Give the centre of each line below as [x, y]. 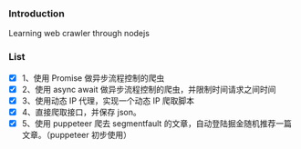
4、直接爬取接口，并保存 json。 [82, 112]
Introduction [36, 14]
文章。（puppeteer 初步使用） [76, 134]
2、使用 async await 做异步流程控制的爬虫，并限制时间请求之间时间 [149, 89]
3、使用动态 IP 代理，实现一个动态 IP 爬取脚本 [108, 100]
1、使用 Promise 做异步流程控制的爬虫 [93, 78]
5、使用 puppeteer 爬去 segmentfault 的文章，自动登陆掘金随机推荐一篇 [157, 123]
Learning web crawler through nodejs [79, 34]
